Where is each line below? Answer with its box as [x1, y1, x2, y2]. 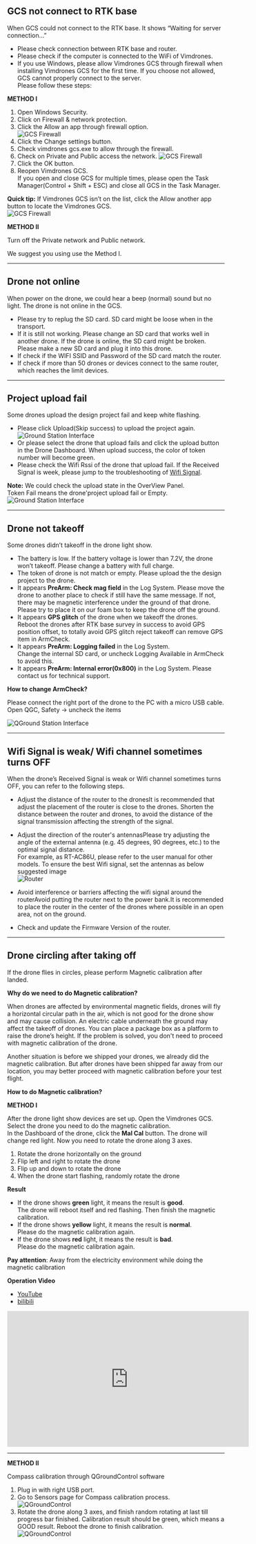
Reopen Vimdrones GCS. [17, 166, 88, 175]
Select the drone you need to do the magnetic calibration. [7, 1121, 171, 1130]
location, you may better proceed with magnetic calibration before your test [7, 1067, 222, 1075]
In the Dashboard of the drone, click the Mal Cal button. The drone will [7, 1129, 208, 1137]
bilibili [17, 1297, 35, 1305]
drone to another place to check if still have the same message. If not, [17, 591, 216, 600]
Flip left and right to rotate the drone [17, 1157, 121, 1165]
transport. [17, 322, 46, 330]
